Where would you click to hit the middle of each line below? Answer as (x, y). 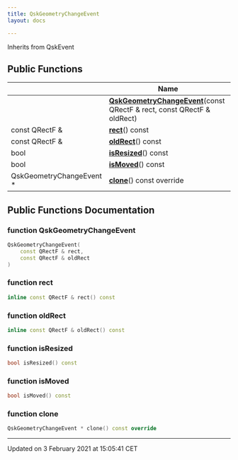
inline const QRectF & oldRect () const (66, 330)
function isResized (40, 348)
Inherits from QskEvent (41, 47)
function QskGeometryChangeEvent (72, 230)
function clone (33, 414)
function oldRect (36, 316)
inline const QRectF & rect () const (61, 297)
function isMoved (38, 381)
